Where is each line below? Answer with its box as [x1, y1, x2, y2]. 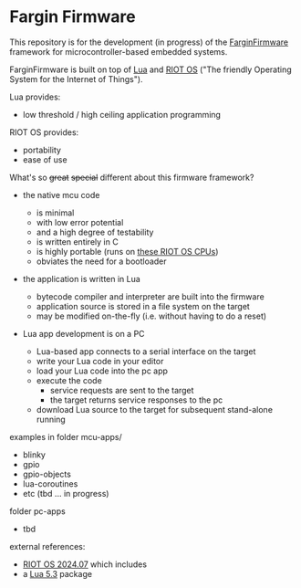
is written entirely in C [36, 236, 119, 247]
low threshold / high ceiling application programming [22, 109, 222, 120]
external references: [9, 541, 86, 551]
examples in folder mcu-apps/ [9, 431, 123, 442]
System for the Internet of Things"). [9, 73, 143, 84]
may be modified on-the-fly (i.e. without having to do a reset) [36, 310, 267, 321]
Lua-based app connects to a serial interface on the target [36, 345, 256, 357]
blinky [22, 449, 46, 460]
